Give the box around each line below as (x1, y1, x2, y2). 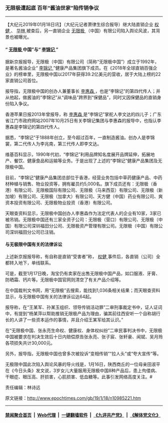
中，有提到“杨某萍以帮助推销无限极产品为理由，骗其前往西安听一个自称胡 (5, 310, 156, 316)
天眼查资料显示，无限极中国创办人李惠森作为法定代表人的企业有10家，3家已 (5, 210, 161, 216)
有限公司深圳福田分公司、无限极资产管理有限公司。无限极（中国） (13, 223, 150, 229)
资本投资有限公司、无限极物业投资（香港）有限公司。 (5, 199, 115, 205)
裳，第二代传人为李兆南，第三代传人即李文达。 (5, 140, 101, 146)
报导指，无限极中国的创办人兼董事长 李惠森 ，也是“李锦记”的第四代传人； (5, 88, 156, 94)
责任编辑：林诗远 (5, 384, 40, 390)
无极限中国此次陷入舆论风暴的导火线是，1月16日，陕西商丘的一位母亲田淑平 (5, 361, 161, 367)
